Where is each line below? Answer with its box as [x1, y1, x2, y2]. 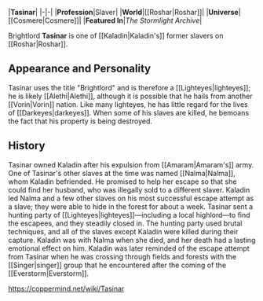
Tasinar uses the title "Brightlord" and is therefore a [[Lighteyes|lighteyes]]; [8, 83, 251, 92]
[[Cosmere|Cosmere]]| [8, 16, 82, 25]
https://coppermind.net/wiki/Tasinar [8, 284, 125, 293]
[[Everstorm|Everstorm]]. [8, 268, 89, 278]
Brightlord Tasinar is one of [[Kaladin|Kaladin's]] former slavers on [8, 31, 224, 40]
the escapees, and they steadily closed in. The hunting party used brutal [8, 218, 243, 228]
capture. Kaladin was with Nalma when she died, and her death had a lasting [8, 235, 256, 244]
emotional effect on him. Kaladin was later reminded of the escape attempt [8, 244, 250, 253]
